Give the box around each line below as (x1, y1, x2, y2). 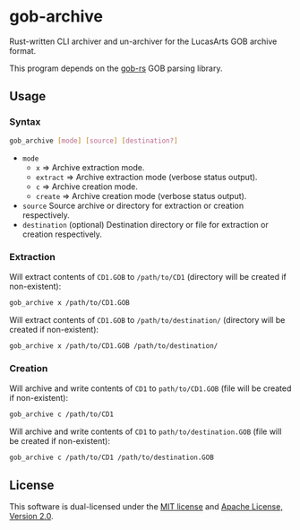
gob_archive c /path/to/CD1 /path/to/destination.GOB (9, 453, 215, 462)
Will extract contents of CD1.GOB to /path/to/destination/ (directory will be (9, 314, 286, 325)
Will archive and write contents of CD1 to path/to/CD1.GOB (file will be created (9, 383, 292, 394)
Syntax (9, 116, 41, 128)
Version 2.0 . (9, 511, 54, 522)
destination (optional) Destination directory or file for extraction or (21, 219, 269, 230)
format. (9, 45, 37, 56)
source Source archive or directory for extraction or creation (21, 200, 244, 211)
